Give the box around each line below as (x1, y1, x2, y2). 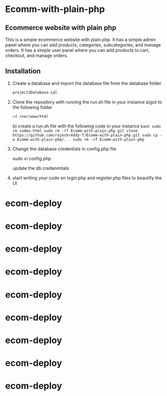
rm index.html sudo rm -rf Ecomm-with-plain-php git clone (12, 128, 138, 133)
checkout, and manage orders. (5, 52, 68, 58)
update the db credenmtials (12, 165, 69, 171)
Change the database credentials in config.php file (12, 146, 117, 152)
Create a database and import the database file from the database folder (12, 80, 162, 86)
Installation (5, 67, 41, 75)
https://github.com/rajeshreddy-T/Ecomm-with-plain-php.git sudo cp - (12, 132, 163, 138)
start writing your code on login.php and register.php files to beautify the (12, 175, 162, 181)
